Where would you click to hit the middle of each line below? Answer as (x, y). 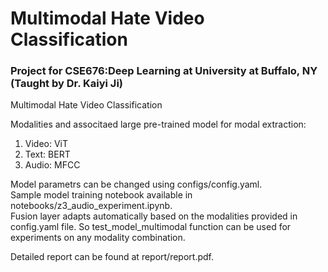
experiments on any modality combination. (98, 238)
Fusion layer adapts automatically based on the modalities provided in (154, 216)
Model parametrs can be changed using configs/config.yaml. (136, 184)
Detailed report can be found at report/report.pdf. (112, 257)
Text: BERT (47, 154)
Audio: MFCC (52, 165)
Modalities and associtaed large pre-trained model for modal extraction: (158, 124)
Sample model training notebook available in (101, 195)
